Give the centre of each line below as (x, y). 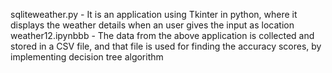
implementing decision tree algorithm (87, 57)
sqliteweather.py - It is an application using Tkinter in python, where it (154, 14)
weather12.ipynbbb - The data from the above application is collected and (162, 35)
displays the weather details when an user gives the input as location (152, 25)
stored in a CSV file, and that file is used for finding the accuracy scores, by (166, 46)
